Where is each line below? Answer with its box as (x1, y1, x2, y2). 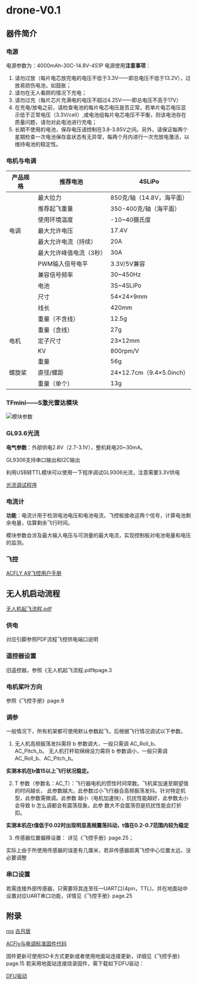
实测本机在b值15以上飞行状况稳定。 (6, 767, 92, 774)
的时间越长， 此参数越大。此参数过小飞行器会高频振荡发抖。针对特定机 (14, 787, 186, 794)
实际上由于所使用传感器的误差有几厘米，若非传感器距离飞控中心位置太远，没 (6, 847, 191, 854)
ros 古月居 (6, 927, 31, 935)
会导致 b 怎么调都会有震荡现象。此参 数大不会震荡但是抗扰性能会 (14, 802, 172, 809)
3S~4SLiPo (110, 282, 142, 290)
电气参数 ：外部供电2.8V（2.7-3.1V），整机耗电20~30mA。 (6, 443, 146, 450)
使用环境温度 (38, 216, 73, 224)
